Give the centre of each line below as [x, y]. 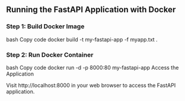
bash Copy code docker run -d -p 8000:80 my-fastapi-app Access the [92, 67]
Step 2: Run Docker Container [50, 54]
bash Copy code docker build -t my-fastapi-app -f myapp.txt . [82, 39]
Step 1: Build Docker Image [45, 27]
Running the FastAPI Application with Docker [91, 10]
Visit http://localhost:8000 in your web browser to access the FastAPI [91, 85]
